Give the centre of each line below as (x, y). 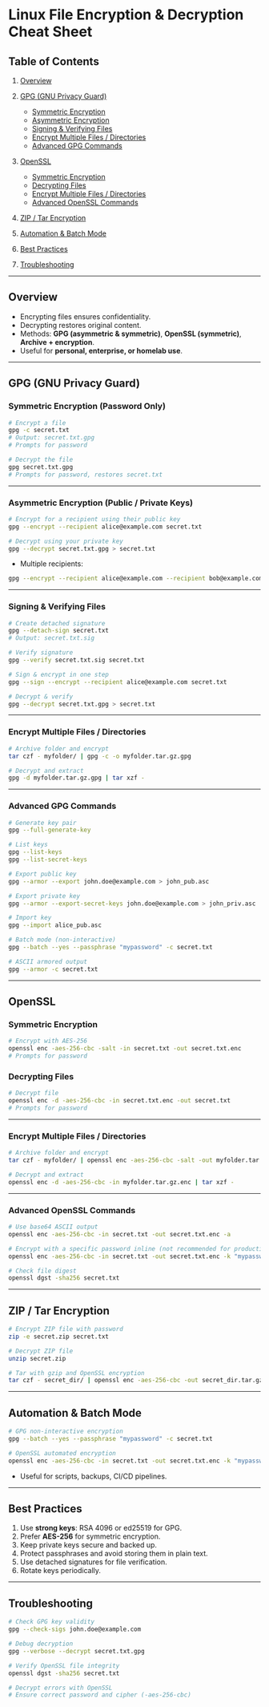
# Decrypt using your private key (66, 541)
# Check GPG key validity (51, 1622)
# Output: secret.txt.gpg (51, 438)
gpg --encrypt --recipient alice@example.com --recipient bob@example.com (136, 579)
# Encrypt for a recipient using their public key (94, 519)
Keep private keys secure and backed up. (88, 1545)
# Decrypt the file (41, 459)
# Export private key (44, 896)
